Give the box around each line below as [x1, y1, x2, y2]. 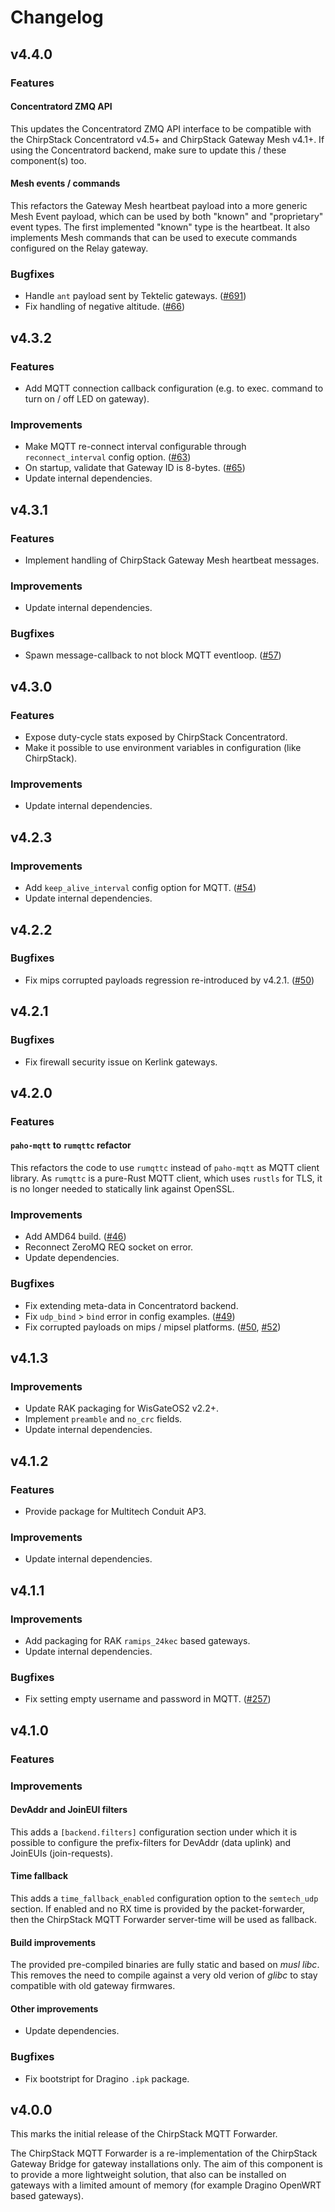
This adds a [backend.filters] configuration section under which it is [10, 1826, 298, 1838]
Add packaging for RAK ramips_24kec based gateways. [24, 1634, 251, 1646]
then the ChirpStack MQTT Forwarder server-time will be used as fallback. [10, 1913, 317, 1925]
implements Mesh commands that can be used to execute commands [10, 231, 298, 243]
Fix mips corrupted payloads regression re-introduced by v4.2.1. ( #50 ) [24, 974, 315, 986]
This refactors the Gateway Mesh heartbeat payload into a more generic [10, 199, 308, 211]
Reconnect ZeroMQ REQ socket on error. [24, 1241, 194, 1253]
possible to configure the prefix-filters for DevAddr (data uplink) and [10, 1836, 292, 1848]
